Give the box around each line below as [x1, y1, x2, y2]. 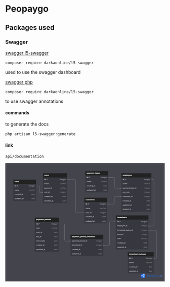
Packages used [5, 23, 55, 32]
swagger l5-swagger [5, 50, 49, 56]
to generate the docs [5, 121, 49, 127]
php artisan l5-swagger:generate [5, 132, 76, 137]
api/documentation [5, 154, 44, 159]
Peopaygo [5, 3, 49, 15]
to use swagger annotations [5, 98, 64, 104]
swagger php [5, 79, 33, 85]
